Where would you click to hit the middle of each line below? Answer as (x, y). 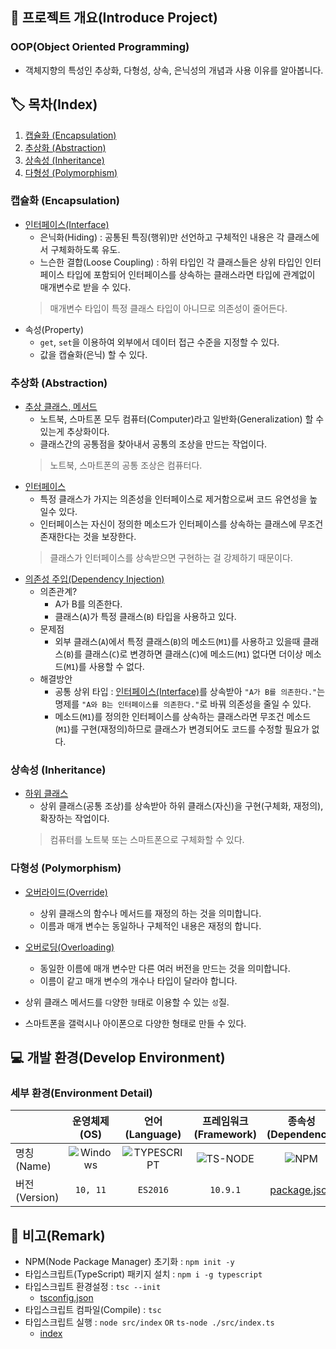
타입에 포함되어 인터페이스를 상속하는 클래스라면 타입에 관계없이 (191, 274)
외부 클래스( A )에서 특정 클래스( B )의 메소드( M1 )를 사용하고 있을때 (177, 642)
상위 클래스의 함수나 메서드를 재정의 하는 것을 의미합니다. (150, 913)
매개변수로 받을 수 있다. (85, 287)
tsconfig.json (66, 1298)
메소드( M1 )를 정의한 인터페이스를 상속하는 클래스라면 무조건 (169, 717)
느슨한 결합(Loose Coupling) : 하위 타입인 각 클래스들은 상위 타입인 (171, 262)
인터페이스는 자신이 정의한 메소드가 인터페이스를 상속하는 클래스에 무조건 (181, 524)
